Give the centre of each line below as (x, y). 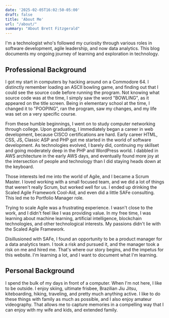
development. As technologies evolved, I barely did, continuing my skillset (82, 145)
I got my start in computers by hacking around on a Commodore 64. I (77, 82)
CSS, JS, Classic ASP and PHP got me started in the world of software (78, 140)
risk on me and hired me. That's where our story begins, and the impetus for (84, 249)
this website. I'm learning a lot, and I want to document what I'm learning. (81, 255)
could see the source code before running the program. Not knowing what (82, 92)
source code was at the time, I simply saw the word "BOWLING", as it (77, 98)
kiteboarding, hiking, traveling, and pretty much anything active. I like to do (83, 294)
